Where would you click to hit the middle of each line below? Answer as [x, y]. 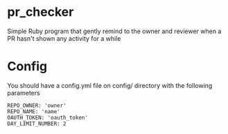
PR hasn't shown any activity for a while [64, 38]
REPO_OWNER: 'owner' [37, 105]
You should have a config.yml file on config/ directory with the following [110, 85]
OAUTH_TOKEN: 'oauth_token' [48, 117]
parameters [24, 93]
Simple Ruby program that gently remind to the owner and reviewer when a [114, 31]
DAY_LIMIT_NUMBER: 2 [37, 124]
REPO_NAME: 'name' [34, 111]
